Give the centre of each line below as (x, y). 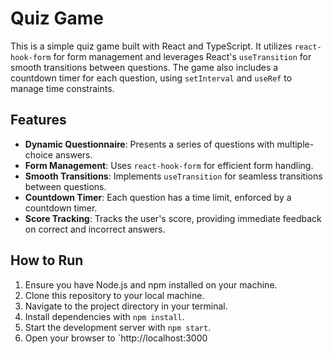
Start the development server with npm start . (118, 327)
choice (39, 154)
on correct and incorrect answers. (95, 229)
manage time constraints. (62, 88)
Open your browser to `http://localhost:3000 (116, 338)
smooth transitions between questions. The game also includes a (144, 67)
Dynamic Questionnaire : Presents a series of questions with (149, 144)
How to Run (47, 260)
